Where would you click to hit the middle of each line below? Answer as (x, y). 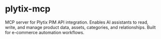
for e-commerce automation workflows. (45, 32)
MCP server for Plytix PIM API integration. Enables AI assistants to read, (77, 22)
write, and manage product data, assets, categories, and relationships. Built (80, 27)
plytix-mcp (28, 9)
